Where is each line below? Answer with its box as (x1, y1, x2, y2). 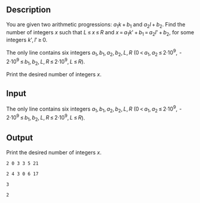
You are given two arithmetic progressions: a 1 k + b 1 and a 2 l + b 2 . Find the (6, 20, 186, 29)
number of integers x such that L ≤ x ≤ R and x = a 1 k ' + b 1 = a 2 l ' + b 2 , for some (6, 28, 195, 37)
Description (6, 5, 51, 15)
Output (6, 133, 33, 143)
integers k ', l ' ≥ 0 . (6, 36, 48, 44)
